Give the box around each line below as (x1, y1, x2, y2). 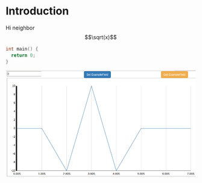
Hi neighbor (5, 24, 35, 31)
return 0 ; (11, 52, 36, 58)
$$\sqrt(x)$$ (84, 33, 117, 40)
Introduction (5, 4, 69, 18)
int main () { (5, 46, 39, 52)
